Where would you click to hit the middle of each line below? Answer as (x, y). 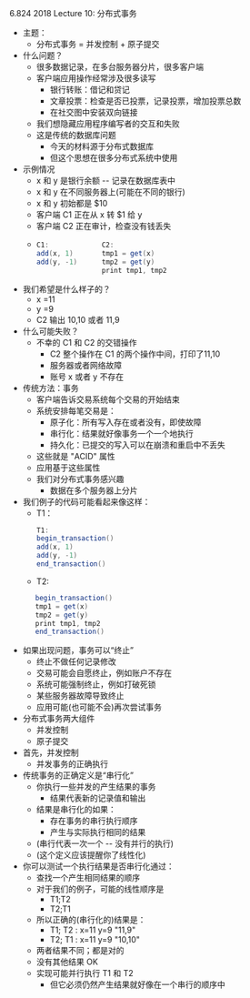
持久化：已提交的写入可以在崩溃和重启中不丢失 (137, 445)
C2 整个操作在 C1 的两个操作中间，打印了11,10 (135, 354)
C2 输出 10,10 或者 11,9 (78, 319)
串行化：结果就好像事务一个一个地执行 (121, 433)
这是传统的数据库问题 (76, 135)
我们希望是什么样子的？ (66, 288)
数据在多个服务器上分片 (94, 490)
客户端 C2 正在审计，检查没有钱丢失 (104, 226)
